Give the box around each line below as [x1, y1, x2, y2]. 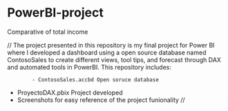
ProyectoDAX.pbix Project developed [17, 88, 123, 97]
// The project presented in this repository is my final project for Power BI [7, 41, 216, 49]
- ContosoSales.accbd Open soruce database [32, 76, 159, 83]
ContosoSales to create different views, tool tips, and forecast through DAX [7, 55, 221, 63]
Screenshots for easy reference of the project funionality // [17, 95, 185, 104]
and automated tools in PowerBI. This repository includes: [7, 63, 171, 71]
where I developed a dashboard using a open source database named [7, 48, 207, 57]
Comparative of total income [7, 28, 88, 36]
